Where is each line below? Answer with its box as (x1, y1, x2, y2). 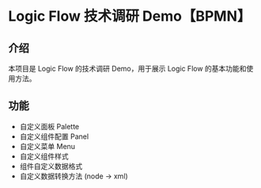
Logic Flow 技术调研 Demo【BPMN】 (8, 7, 252, 25)
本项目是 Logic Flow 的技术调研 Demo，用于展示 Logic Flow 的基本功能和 (8, 64, 247, 73)
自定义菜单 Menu (19, 141, 76, 151)
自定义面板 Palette (19, 121, 80, 131)
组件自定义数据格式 (19, 161, 83, 171)
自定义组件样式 (19, 152, 69, 161)
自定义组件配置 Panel (19, 132, 89, 141)
